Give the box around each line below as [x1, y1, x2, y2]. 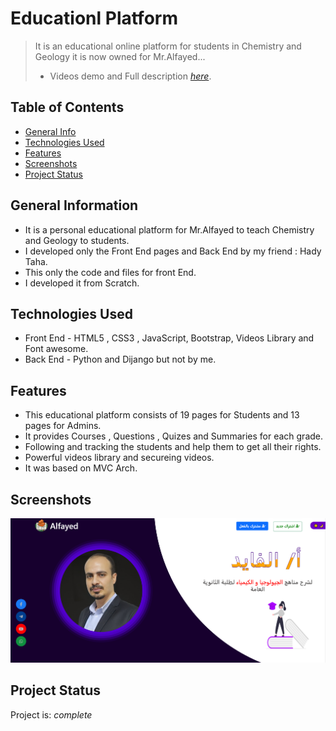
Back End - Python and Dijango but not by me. [24, 353, 217, 366]
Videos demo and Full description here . [49, 70, 212, 82]
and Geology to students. [24, 234, 130, 246]
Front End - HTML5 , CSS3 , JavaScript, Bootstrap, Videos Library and [24, 332, 315, 344]
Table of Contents [10, 99, 125, 116]
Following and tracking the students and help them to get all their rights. [24, 441, 322, 453]
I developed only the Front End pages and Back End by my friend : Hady [24, 245, 322, 257]
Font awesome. [24, 343, 89, 355]
